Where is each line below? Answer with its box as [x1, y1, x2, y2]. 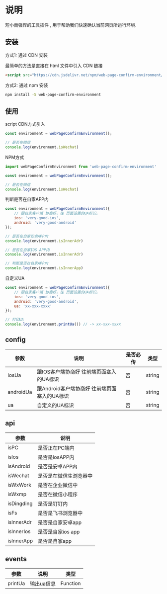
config [5, 336, 26, 344]
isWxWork [7, 481, 31, 488]
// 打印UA [5, 317, 24, 322]
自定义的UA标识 [37, 402, 74, 409]
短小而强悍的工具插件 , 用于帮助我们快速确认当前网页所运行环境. [5, 22, 137, 28]
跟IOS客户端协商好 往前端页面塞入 [37, 368, 117, 375]
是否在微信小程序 [37, 491, 78, 498]
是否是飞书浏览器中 [37, 509, 83, 516]
